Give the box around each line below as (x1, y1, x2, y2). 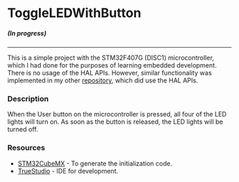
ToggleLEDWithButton (7, 5, 142, 21)
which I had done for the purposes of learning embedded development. (7, 61, 217, 70)
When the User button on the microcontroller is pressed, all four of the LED (7, 110, 227, 119)
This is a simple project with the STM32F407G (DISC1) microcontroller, (7, 53, 215, 62)
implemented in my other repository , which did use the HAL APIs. (7, 76, 198, 85)
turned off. (7, 125, 38, 134)
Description (7, 94, 49, 104)
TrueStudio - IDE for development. (17, 166, 119, 175)
